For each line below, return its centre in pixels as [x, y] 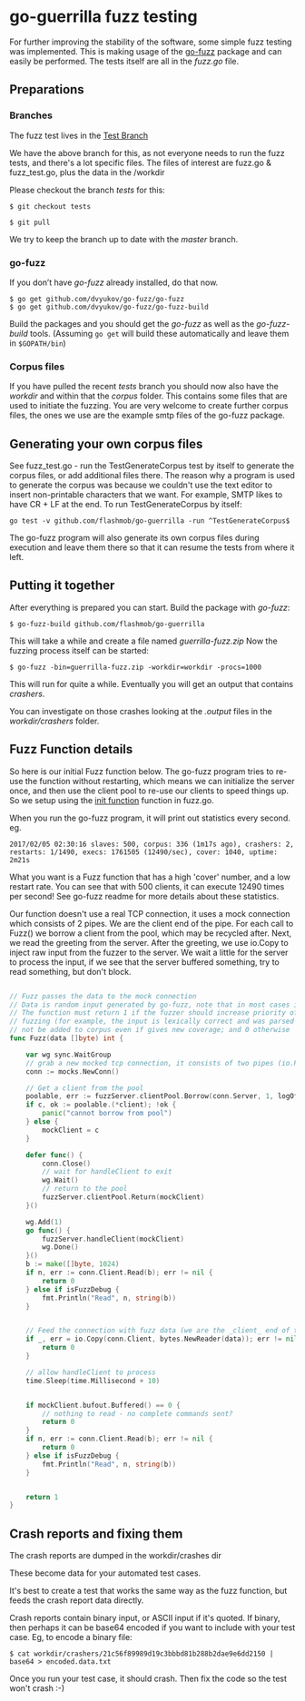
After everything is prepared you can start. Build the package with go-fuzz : [150, 607]
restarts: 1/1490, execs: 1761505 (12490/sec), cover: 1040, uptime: [144, 852]
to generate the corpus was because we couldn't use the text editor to [141, 485]
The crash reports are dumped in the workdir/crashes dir [116, 1556]
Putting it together [62, 586]
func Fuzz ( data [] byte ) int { [67, 1038]
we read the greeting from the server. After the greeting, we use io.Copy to [149, 942]
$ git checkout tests [50, 206]
